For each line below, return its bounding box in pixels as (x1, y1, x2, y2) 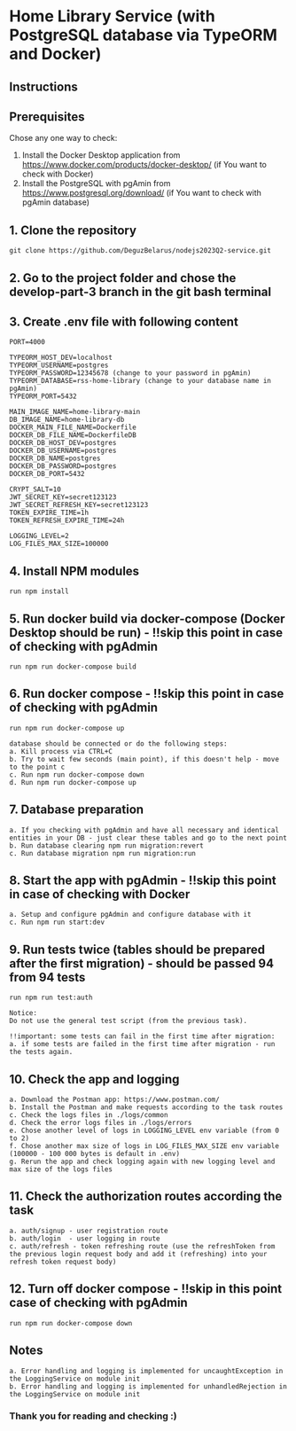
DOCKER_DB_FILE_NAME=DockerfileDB (9, 431, 137, 440)
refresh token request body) (9, 1257, 117, 1266)
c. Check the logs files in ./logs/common (9, 1111, 168, 1120)
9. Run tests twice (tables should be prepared (9, 942, 266, 957)
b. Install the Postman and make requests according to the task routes (9, 1103, 284, 1112)
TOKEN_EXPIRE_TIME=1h (9, 508, 90, 518)
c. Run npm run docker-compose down (9, 770, 144, 779)
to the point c (9, 762, 66, 771)
